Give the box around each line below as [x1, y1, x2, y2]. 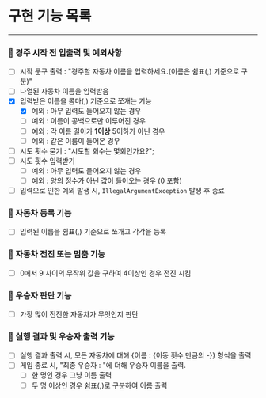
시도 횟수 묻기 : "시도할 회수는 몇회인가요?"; [19, 146, 154, 155]
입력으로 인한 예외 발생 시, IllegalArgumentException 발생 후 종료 [19, 185, 226, 195]
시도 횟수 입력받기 [19, 156, 75, 165]
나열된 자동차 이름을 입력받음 [19, 86, 109, 96]
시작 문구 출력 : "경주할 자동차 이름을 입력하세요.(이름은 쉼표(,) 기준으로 [19, 66, 240, 76]
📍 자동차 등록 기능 [8, 207, 72, 218]
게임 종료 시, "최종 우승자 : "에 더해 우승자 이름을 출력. [19, 361, 186, 370]
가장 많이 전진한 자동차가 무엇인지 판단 [19, 309, 139, 319]
